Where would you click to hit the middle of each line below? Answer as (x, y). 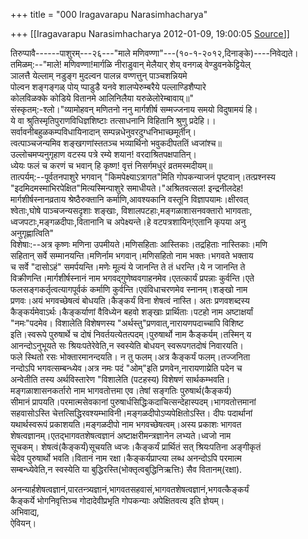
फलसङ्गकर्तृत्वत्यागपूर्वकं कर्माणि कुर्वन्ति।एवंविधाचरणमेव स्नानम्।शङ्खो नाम (129, 289)
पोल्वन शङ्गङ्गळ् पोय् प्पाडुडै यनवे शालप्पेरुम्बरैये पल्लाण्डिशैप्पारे (108, 87)
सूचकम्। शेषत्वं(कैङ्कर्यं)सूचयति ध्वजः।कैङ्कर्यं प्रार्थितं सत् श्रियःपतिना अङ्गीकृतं (136, 447)
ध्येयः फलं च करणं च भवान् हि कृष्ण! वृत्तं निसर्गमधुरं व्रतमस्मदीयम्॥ (111, 165)
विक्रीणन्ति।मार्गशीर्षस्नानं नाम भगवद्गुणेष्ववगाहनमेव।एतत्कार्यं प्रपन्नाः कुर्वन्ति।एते (132, 278)
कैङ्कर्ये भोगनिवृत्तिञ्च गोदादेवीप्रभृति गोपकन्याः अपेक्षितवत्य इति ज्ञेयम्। (117, 500)
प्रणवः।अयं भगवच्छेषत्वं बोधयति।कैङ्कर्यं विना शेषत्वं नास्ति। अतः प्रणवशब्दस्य (130, 300)
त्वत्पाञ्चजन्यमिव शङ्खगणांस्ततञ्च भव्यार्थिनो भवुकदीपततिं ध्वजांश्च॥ (116, 143)
